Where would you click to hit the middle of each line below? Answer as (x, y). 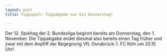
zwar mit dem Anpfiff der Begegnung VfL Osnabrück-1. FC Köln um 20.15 (80, 43)
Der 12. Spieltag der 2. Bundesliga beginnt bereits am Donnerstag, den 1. (80, 33)
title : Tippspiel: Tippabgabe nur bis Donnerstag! (59, 14)
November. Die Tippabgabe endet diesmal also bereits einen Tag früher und (83, 38)
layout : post (19, 10)
